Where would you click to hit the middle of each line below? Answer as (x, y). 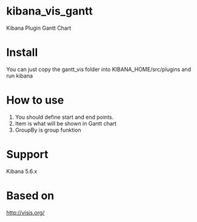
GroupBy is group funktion (48, 130)
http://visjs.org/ (25, 212)
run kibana (20, 76)
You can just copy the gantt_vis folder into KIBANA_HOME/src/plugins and (99, 69)
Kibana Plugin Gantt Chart (39, 28)
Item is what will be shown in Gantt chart (66, 123)
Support (27, 154)
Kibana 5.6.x (22, 171)
